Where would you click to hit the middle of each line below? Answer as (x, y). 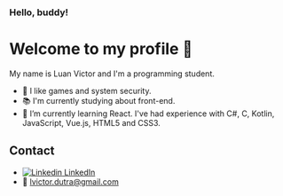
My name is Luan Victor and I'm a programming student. (112, 74)
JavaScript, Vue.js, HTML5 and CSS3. (91, 122)
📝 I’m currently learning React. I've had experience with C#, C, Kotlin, (148, 114)
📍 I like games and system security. (86, 90)
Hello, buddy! (39, 12)
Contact (32, 151)
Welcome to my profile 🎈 (101, 49)
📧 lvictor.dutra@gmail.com (71, 181)
